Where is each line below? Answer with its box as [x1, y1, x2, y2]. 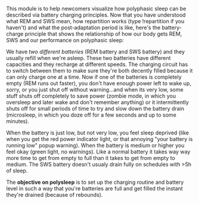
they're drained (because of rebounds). [6, 192, 103, 198]
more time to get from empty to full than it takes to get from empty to [6, 155, 176, 161]
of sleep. [6, 167, 28, 174]
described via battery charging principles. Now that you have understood [6, 11, 186, 18]
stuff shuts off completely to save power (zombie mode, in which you [6, 92, 176, 99]
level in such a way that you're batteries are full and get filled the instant [6, 185, 183, 192]
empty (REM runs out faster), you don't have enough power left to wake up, [6, 80, 192, 87]
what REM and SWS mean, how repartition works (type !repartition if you [6, 18, 185, 24]
